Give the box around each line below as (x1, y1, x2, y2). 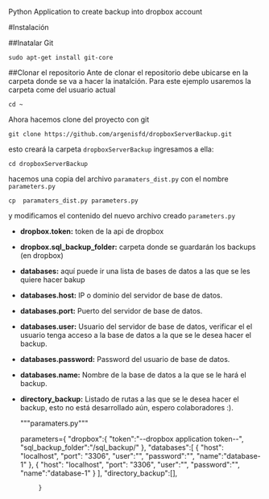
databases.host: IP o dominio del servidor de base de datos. (19, 290, 223, 300)
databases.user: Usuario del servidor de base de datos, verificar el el (19, 322, 253, 331)
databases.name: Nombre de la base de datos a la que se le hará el (19, 370, 247, 380)
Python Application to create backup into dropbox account (8, 7, 203, 16)
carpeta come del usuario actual (8, 85, 116, 94)
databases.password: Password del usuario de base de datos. (19, 355, 230, 364)
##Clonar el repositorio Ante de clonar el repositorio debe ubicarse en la (8, 68, 249, 77)
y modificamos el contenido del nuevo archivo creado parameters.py (8, 211, 236, 220)
